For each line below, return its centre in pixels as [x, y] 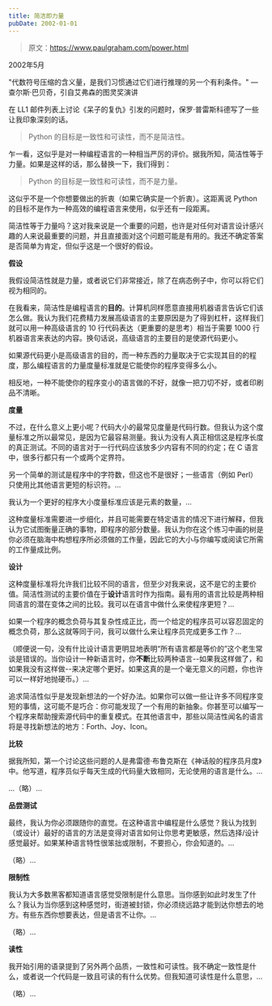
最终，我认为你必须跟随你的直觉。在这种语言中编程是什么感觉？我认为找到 [132, 822]
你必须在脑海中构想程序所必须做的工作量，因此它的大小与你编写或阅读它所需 [136, 539]
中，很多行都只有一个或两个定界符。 [69, 457]
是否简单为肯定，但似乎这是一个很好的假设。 [83, 246]
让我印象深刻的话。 [40, 119]
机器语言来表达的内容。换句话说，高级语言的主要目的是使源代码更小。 [125, 337]
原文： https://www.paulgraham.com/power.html [108, 47]
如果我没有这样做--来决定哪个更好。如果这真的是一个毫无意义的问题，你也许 [136, 669]
